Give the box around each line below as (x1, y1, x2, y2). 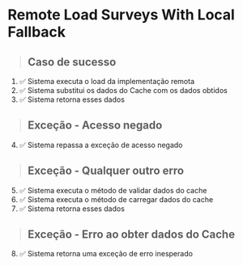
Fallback (7, 23, 66, 41)
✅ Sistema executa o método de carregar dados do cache (19, 194, 214, 204)
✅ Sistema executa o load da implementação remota (19, 77, 195, 86)
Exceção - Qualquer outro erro (27, 164, 184, 178)
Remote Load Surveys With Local (7, 6, 236, 24)
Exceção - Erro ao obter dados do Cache (27, 228, 236, 242)
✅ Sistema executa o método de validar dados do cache (19, 185, 207, 195)
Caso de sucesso (27, 55, 117, 69)
